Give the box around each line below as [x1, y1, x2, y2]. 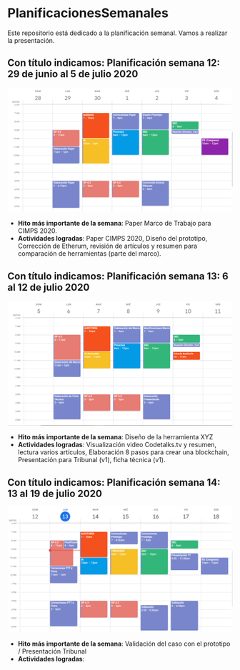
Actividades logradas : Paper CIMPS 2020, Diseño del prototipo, [17, 234, 208, 243]
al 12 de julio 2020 [7, 281, 90, 294]
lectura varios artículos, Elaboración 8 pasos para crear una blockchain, [17, 448, 230, 456]
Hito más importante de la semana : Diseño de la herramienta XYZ [17, 433, 214, 441]
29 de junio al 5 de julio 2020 [7, 68, 139, 80]
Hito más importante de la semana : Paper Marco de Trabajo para [17, 219, 211, 228]
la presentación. [7, 36, 55, 44]
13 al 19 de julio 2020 [7, 487, 102, 499]
